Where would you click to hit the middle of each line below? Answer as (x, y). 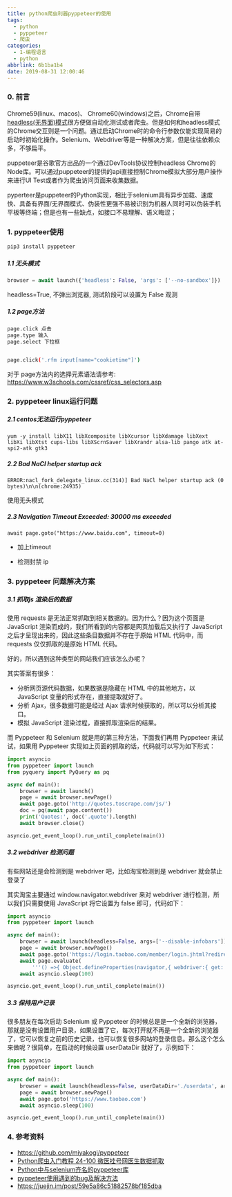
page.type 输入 (28, 335)
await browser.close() (52, 823)
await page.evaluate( (50, 961)
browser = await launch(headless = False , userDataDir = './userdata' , (118, 1086)
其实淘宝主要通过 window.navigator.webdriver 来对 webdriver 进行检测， (110, 894)
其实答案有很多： (31, 673)
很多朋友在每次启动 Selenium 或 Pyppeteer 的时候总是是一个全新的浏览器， (114, 1022)
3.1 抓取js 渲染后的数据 (39, 599)
